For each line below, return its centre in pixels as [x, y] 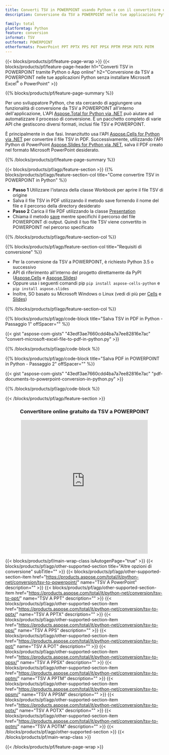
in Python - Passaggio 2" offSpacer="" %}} [50, 364]
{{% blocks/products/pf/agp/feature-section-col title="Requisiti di [73, 247]
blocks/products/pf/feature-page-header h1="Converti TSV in [69, 66]
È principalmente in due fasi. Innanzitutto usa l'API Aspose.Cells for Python [82, 134]
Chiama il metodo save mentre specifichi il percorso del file [74, 217]
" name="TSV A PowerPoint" [107, 582]
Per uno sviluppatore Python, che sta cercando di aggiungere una [73, 103]
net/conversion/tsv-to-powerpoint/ [41, 582]
